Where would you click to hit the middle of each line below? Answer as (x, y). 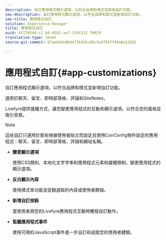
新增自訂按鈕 (25, 200)
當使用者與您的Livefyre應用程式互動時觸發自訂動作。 (66, 211)
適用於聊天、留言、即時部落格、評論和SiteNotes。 (56, 98)
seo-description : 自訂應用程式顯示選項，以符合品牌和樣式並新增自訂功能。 (74, 14)
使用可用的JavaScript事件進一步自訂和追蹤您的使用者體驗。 (74, 232)
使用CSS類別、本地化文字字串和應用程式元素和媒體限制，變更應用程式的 (86, 162)
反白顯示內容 (25, 179)
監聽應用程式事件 (30, 222)
